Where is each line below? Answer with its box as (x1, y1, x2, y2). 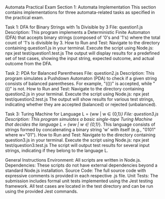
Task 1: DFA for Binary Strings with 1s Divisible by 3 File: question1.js (5, 24, 143, 30)
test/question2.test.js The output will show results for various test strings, (5, 96, 154, 102)
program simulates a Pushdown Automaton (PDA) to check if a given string (5, 76, 157, 81)
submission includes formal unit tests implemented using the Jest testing (5, 178, 153, 184)
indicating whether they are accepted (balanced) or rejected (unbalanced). (5, 102, 157, 107)
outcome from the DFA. (5, 61, 53, 66)
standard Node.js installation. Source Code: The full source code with (5, 168, 146, 173)
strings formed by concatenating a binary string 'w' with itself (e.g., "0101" (5, 127, 156, 132)
